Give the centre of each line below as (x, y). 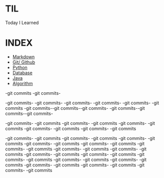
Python (20, 67)
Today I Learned (22, 23)
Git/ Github (24, 62)
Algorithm (23, 83)
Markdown (24, 57)
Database (22, 73)
